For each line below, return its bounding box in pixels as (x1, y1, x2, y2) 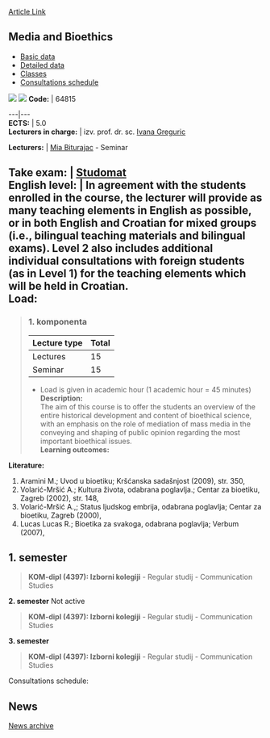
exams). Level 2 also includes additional (8, 241, 214, 255)
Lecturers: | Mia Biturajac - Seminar (8, 142, 128, 152)
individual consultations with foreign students (8, 254, 245, 268)
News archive (8, 721, 54, 731)
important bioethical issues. (39, 436, 133, 446)
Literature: (8, 460, 44, 470)
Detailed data (19, 60, 64, 69)
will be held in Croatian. (8, 279, 129, 293)
